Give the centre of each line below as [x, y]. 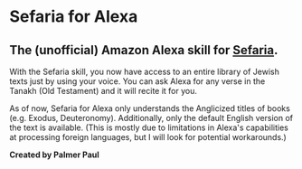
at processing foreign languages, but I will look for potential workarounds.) [148, 137]
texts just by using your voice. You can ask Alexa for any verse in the [137, 81]
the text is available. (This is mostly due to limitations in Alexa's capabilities [149, 127]
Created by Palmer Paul [54, 155]
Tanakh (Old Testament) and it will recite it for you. [103, 91]
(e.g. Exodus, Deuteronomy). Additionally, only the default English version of [151, 118]
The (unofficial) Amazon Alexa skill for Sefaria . [144, 50]
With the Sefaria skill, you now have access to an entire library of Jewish [145, 71]
